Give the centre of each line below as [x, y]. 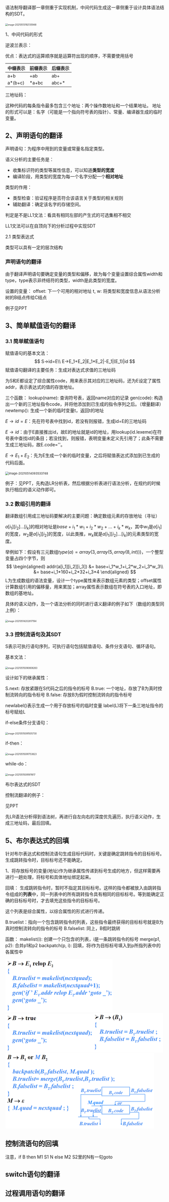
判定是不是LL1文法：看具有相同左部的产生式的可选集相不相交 [68, 215]
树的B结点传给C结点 [26, 297]
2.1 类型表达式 [20, 237]
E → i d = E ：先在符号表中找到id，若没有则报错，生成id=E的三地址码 [76, 421]
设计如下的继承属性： [27, 678]
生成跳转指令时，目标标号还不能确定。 [45, 860]
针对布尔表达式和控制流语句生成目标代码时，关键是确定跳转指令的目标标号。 [85, 854]
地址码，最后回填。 [34, 823]
